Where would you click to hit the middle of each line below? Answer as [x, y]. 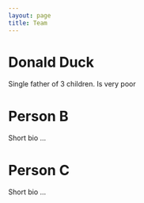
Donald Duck [51, 62]
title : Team [28, 23]
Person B [38, 116]
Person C [39, 170]
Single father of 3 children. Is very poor [72, 84]
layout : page [30, 15]
